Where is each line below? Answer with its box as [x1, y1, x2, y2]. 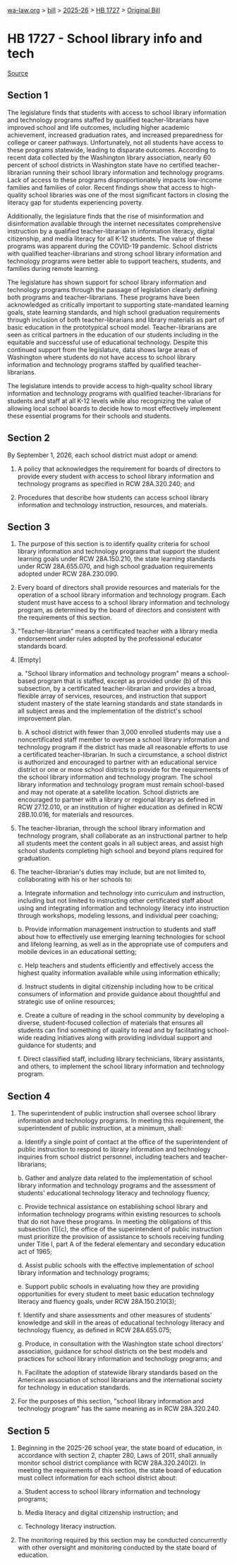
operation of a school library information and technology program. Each [17, 591, 226, 599]
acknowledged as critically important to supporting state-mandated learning [7, 300, 229, 309]
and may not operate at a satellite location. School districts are [17, 788, 200, 797]
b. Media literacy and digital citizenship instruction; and [17, 1509, 178, 1516]
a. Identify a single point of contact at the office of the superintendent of [17, 1137, 228, 1146]
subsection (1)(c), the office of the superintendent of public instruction [17, 1225, 222, 1233]
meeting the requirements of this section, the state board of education [17, 1466, 222, 1474]
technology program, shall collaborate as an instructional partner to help [17, 832, 228, 840]
